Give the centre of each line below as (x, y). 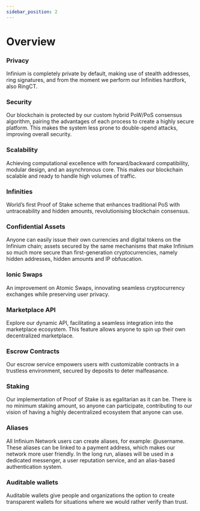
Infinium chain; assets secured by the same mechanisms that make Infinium (100, 246)
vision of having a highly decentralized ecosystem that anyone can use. (95, 412)
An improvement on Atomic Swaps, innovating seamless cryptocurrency (95, 287)
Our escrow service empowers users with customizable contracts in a (92, 365)
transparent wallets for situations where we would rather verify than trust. (97, 502)
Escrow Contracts (33, 351)
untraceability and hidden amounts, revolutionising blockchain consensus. (98, 211)
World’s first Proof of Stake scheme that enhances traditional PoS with (93, 205)
